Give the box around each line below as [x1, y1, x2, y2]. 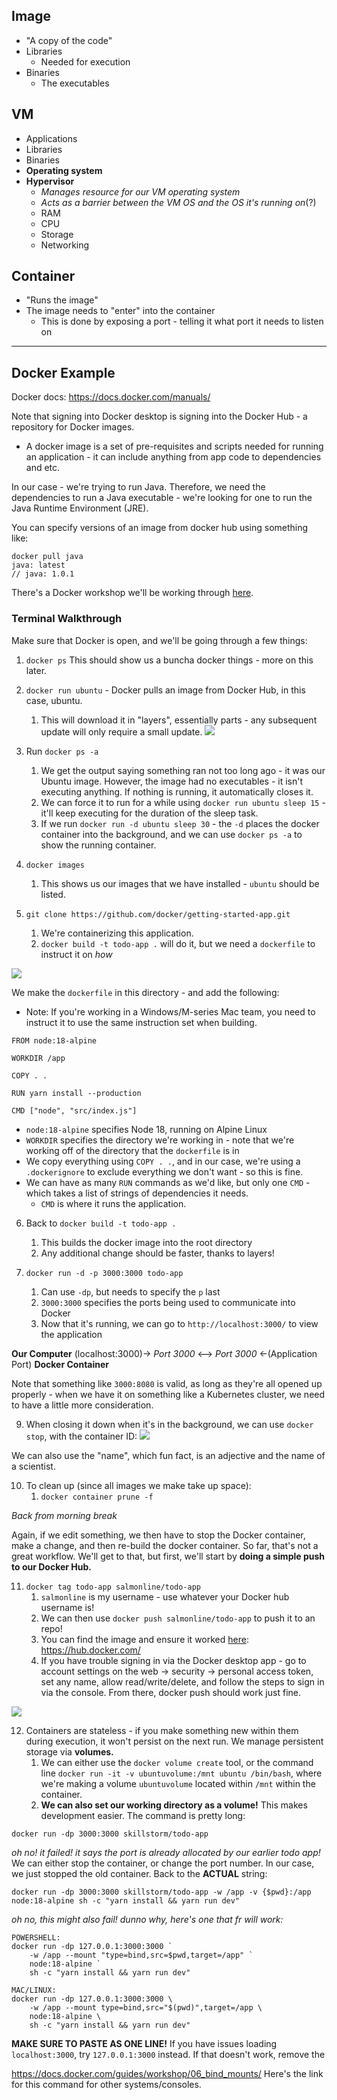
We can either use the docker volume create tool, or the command [40, 1756, 314, 1768]
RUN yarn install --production [11, 1088, 142, 1098]
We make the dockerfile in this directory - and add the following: [11, 986, 280, 998]
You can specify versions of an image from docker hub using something [11, 522, 309, 534]
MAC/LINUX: [11, 1985, 57, 1995]
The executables [40, 77, 110, 89]
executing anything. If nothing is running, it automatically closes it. [40, 785, 314, 798]
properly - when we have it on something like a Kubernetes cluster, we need [11, 1388, 326, 1400]
